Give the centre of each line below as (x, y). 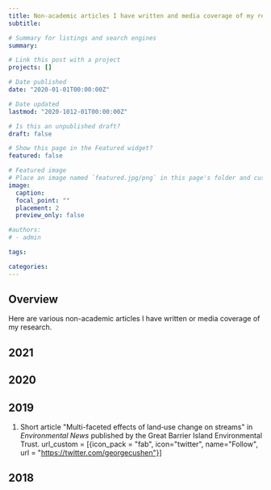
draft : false (30, 134)
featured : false (35, 156)
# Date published (38, 82)
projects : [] (30, 68)
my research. (30, 327)
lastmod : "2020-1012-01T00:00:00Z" (68, 111)
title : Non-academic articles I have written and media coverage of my (131, 16)
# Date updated (34, 104)
